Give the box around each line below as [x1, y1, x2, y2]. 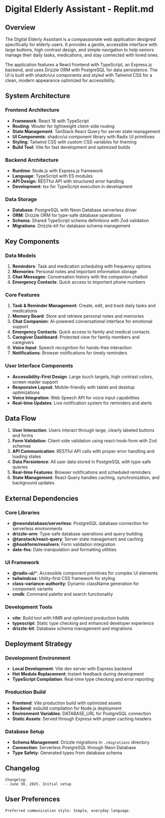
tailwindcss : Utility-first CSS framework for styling [12, 576, 115, 581]
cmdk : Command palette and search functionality [12, 591, 113, 597]
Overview [5, 23, 36, 32]
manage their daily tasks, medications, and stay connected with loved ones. [5, 52, 159, 58]
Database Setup [5, 728, 44, 735]
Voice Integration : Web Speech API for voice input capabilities [12, 394, 140, 400]
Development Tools [5, 604, 53, 611]
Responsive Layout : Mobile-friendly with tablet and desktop [12, 384, 135, 390]
